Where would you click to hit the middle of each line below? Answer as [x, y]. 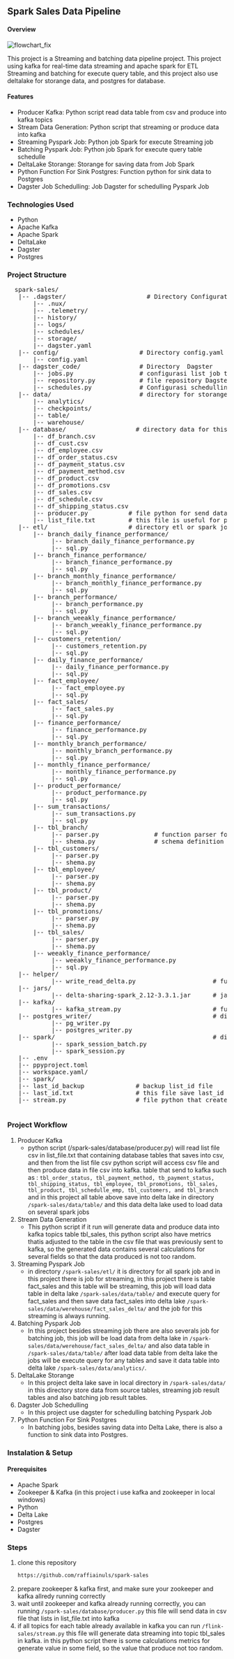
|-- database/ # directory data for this [123, 430]
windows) [31, 1499]
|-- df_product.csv [66, 478]
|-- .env [33, 1058]
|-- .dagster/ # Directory [103, 297]
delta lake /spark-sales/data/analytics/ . [87, 1368]
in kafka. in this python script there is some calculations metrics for [114, 1640]
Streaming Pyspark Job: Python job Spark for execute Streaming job [115, 142]
